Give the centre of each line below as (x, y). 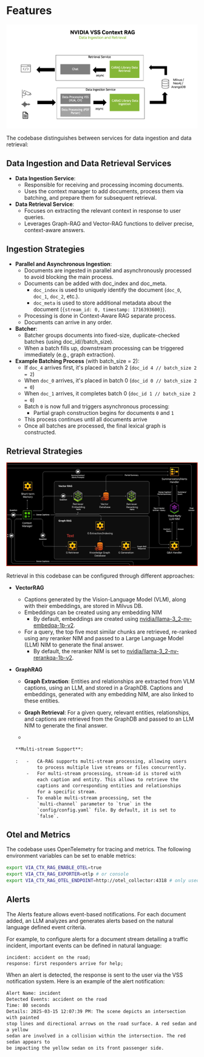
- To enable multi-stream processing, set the (89, 798)
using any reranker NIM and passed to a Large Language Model (104, 638)
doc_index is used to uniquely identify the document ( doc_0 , (107, 289)
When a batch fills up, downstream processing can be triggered (104, 348)
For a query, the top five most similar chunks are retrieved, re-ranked (110, 632)
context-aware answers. (55, 230)
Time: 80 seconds (28, 1005)
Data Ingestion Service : (45, 178)
